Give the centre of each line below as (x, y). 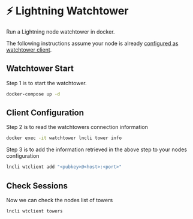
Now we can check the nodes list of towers (60, 200)
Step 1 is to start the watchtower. (46, 83)
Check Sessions (37, 186)
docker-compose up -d (33, 94)
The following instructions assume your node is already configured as (92, 43)
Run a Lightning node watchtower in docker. (61, 31)
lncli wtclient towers (34, 211)
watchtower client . (29, 49)
